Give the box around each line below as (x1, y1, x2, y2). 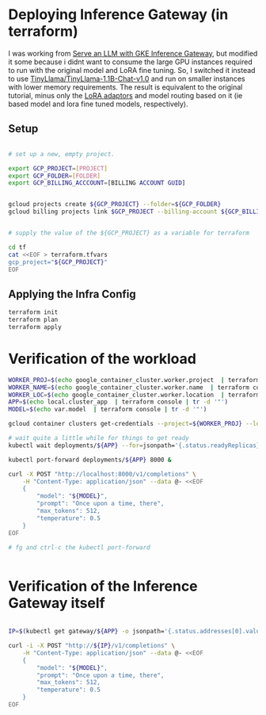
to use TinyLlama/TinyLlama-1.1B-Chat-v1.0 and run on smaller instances (8, 74, 245, 83)
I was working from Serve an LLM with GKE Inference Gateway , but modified (8, 48, 258, 58)
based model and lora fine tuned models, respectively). (8, 99, 188, 109)
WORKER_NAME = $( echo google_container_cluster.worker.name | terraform (8, 383, 249, 392)
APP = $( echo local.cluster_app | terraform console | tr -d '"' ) (8, 398, 229, 406)
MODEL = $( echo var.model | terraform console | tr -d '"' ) (8, 406, 207, 414)
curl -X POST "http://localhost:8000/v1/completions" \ (8, 470, 196, 478)
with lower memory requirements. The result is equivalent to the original (8, 82, 243, 92)
